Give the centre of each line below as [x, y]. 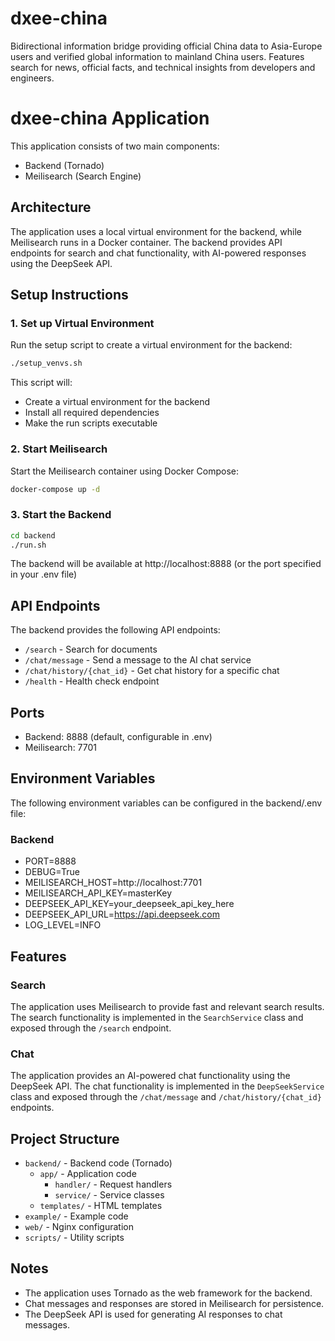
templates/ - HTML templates [101, 1205]
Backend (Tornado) [64, 165]
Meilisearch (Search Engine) [83, 176]
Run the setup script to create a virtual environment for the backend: [151, 345]
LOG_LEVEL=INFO [63, 925]
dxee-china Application [110, 118]
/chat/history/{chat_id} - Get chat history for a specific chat [152, 671]
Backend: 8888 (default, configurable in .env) [118, 737]
